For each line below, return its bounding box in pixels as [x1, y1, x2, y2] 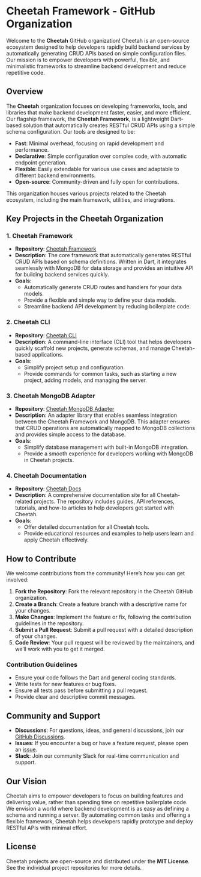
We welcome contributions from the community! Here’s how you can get [6, 570, 185, 577]
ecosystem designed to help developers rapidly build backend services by [6, 43, 190, 51]
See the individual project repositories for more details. [6, 864, 142, 871]
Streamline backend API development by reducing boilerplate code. [23, 303, 191, 310]
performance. [14, 146, 49, 153]
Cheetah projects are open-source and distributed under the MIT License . [6, 857, 190, 865]
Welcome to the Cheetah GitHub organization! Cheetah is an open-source [6, 37, 190, 44]
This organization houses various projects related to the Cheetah [6, 190, 167, 197]
